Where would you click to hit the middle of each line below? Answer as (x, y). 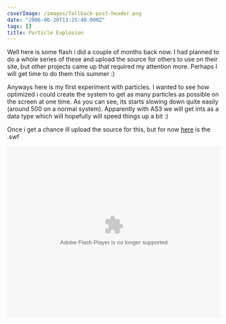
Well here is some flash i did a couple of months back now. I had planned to (113, 52)
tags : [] (19, 26)
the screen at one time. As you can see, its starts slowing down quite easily (113, 102)
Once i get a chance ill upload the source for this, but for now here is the (109, 129)
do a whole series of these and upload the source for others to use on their (113, 60)
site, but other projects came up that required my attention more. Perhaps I (112, 66)
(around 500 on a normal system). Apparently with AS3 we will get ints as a (113, 109)
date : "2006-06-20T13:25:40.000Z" (56, 20)
